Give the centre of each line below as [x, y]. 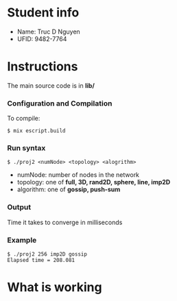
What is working [55, 288]
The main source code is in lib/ [51, 85]
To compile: [24, 119]
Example [22, 240]
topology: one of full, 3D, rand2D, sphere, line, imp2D [94, 182]
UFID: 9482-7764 [42, 38]
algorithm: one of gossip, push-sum [69, 189]
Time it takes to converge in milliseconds [65, 222]
